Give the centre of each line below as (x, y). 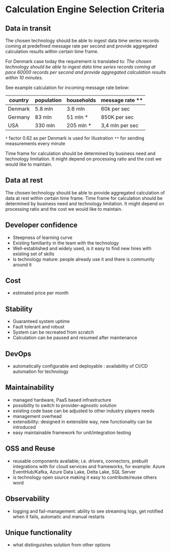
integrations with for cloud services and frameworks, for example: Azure (89, 466)
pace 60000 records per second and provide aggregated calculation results (86, 72)
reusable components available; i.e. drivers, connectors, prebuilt (80, 461)
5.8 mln (44, 109)
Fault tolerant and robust (39, 327)
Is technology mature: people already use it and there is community (83, 259)
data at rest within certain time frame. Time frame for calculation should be (84, 198)
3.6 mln (76, 109)
